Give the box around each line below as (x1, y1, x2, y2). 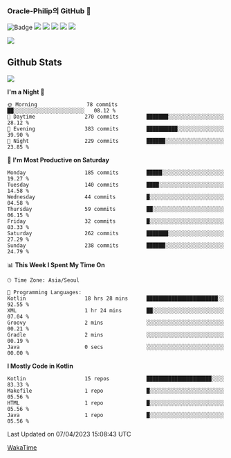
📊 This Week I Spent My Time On (7, 261, 105, 269)
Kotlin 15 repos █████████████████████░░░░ (7, 375, 225, 382)
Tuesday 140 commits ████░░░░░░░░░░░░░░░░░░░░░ (7, 182, 225, 189)
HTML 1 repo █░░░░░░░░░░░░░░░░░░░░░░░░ (7, 400, 225, 407)
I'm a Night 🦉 (7, 88, 45, 96)
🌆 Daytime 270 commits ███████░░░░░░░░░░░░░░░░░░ (7, 113, 225, 121)
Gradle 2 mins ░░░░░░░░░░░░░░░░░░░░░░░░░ (7, 332, 225, 339)
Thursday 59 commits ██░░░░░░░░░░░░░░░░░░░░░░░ (7, 206, 225, 213)
